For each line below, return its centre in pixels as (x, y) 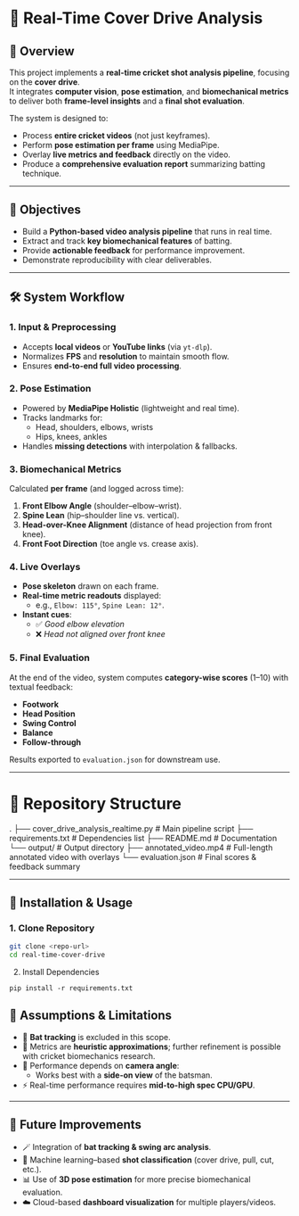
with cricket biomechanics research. (89, 1055)
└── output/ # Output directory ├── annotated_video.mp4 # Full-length (141, 848)
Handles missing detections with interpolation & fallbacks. (129, 446)
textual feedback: (41, 687)
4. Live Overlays (45, 567)
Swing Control (49, 723)
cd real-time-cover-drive (57, 955)
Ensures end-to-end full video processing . (102, 366)
